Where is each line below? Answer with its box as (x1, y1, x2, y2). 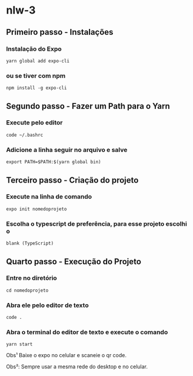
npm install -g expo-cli (6, 85, 67, 91)
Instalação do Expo (6, 45, 62, 53)
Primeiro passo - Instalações (6, 27, 114, 37)
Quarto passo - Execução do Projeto (6, 256, 141, 266)
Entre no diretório (6, 274, 57, 282)
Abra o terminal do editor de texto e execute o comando (6, 328, 168, 337)
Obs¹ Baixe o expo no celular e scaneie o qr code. (6, 352, 127, 359)
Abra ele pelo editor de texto (6, 301, 89, 309)
